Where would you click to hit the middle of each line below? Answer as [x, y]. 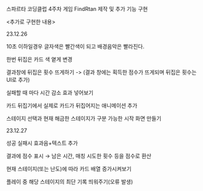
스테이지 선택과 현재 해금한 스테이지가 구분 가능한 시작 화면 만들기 [84, 118]
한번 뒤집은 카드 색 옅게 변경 [39, 59]
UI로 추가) [18, 80]
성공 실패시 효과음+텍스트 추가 [42, 143]
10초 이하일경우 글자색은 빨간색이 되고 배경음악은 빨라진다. [75, 46]
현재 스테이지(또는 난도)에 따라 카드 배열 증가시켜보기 [69, 169]
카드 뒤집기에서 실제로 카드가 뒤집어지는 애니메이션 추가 [72, 106]
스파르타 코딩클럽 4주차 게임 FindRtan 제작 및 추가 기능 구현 [77, 9]
